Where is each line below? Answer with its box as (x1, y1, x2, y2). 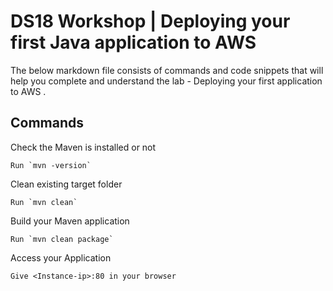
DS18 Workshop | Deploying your (10, 10, 291, 33)
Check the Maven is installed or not (10, 141, 157, 153)
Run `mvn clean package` (10, 234, 114, 244)
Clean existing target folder (10, 178, 123, 190)
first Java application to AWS (10, 31, 257, 54)
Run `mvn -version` (10, 160, 92, 170)
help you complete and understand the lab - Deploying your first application (10, 75, 323, 87)
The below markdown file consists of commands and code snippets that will (10, 64, 324, 76)
